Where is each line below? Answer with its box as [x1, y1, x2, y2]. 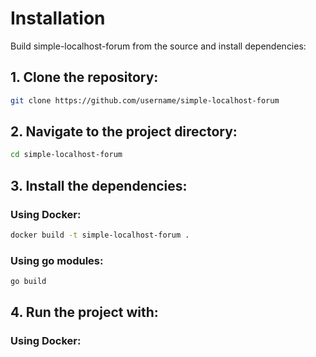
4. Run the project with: [10, 304, 159, 321]
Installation [10, 7, 106, 30]
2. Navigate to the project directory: [10, 123, 238, 141]
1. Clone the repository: [10, 69, 159, 86]
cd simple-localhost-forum [10, 150, 123, 160]
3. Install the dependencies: [10, 177, 188, 194]
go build [10, 277, 47, 287]
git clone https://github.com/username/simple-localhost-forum [10, 95, 280, 106]
